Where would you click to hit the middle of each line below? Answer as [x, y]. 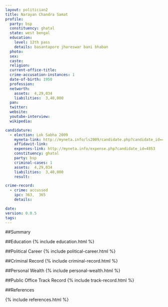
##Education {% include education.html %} [50, 242]
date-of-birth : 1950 [31, 79]
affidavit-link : [31, 144]
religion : [20, 65]
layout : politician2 [27, 10]
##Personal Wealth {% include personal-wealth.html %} [63, 271]
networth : [20, 89]
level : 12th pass [32, 42]
